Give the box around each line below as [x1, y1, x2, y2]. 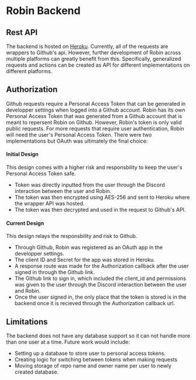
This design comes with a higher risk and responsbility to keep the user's [6, 164, 183, 171]
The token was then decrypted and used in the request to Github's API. [14, 206, 186, 213]
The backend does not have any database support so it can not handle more [6, 332, 190, 340]
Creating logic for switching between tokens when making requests [14, 356, 177, 363]
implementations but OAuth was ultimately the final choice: [6, 137, 148, 144]
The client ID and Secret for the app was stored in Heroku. [14, 256, 155, 264]
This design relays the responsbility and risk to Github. [6, 233, 137, 240]
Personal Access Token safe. [6, 170, 76, 177]
